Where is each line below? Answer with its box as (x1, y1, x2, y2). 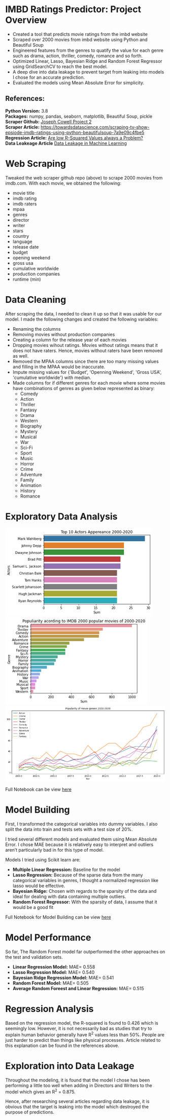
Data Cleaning (5, 294, 66, 305)
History (20, 487, 36, 494)
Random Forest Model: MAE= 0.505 (12, 980, 89, 986)
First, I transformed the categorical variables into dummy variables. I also (5, 821, 158, 827)
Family (20, 477, 35, 483)
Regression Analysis (5, 1003, 94, 1015)
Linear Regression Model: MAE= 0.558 (12, 964, 95, 970)
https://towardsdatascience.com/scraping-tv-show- (40, 124, 150, 130)
